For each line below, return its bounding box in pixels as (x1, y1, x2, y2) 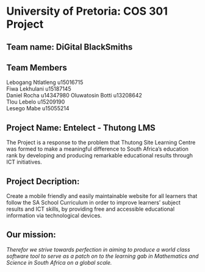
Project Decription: (6, 176, 80, 186)
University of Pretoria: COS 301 (6, 4, 168, 18)
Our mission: (6, 230, 56, 240)
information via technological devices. (6, 212, 103, 219)
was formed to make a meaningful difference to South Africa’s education (6, 145, 189, 153)
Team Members (6, 62, 67, 73)
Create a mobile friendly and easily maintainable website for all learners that (6, 192, 198, 200)
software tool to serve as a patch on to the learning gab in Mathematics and (6, 252, 199, 260)
